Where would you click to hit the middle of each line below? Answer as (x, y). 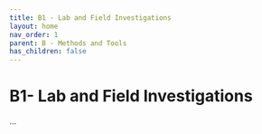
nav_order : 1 (34, 34)
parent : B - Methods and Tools (68, 43)
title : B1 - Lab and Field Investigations (90, 18)
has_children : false (48, 52)
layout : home (34, 26)
